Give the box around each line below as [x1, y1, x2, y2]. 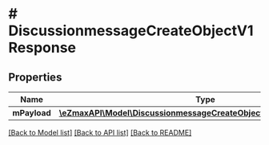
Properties [8, 70, 62, 84]
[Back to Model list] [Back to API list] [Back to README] [8, 128, 192, 137]
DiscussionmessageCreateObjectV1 [8, 22, 254, 40]
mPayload [12, 108, 52, 118]
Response [8, 39, 77, 57]
